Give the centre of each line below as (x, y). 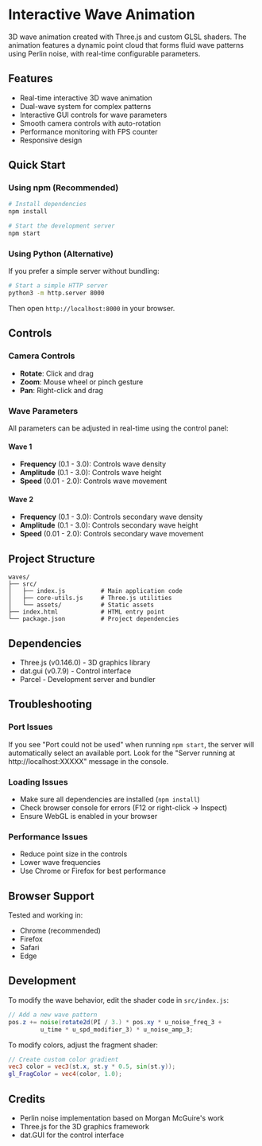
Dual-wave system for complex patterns (85, 106)
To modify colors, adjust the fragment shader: (83, 1045)
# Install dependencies (48, 205)
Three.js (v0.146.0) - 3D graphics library (85, 663)
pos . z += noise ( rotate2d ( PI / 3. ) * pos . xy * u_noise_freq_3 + (115, 1022)
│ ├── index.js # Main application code (95, 591)
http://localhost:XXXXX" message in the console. (89, 761)
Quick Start (37, 165)
